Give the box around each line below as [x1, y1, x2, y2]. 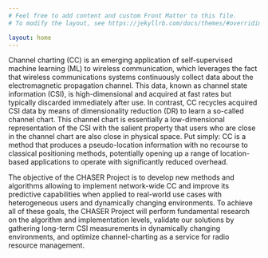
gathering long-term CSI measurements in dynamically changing [8, 224, 221, 233]
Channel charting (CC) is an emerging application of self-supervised [8, 55, 233, 65]
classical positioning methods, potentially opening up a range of [8, 149, 219, 158]
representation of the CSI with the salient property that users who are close [8, 123, 256, 133]
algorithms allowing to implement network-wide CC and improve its [8, 181, 230, 191]
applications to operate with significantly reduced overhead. [30, 157, 229, 167]
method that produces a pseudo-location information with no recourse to [8, 141, 249, 150]
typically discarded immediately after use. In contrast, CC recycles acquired [8, 97, 258, 108]
